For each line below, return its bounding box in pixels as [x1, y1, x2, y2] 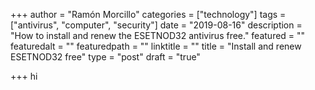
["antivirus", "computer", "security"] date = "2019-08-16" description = [10, 19, 303, 31]
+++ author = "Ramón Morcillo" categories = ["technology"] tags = [10, 9, 287, 20]
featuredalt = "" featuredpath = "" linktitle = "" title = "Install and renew [10, 40, 302, 52]
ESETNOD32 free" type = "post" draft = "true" [10, 51, 201, 63]
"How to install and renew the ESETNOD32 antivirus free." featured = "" [10, 30, 306, 41]
